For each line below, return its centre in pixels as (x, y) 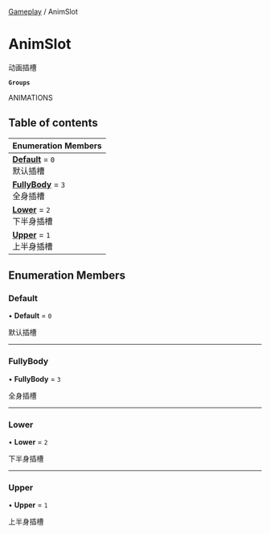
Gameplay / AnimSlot (43, 12)
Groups (19, 83)
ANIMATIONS (31, 97)
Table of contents (53, 123)
